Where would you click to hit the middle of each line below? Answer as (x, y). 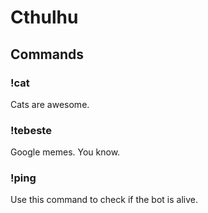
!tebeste (31, 130)
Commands (47, 54)
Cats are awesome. (50, 104)
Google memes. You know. (65, 152)
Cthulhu (44, 17)
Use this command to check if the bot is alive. (104, 200)
